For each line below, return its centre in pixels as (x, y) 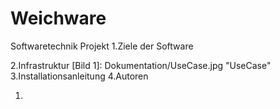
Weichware (58, 18)
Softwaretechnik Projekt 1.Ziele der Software (102, 46)
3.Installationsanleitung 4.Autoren (79, 76)
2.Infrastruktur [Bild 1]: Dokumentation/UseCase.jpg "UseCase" (141, 65)
